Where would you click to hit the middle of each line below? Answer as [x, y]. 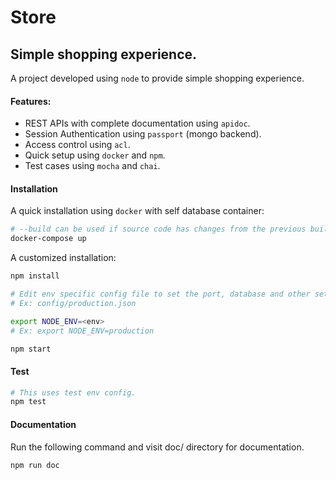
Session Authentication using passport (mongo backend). [143, 134]
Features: [31, 101]
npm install [35, 276]
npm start [31, 349]
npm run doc [35, 465]
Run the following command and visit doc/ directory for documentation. [157, 447]
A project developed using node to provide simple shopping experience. [157, 78]
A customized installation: [63, 258]
